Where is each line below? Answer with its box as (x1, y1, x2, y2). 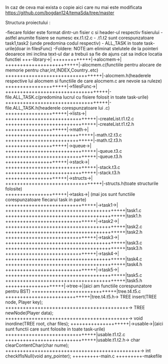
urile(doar (5, 46, 26, 51)
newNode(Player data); (5, 310, 54, 316)
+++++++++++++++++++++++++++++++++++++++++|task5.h (5, 278, 143, 283)
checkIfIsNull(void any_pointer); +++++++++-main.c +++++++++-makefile (5, 353, 162, 359)
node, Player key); (5, 299, 43, 305)
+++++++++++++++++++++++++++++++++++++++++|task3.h (5, 245, 143, 251)
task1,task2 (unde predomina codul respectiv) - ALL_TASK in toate (5, 40, 143, 46)
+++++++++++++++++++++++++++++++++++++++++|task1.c (5, 208, 142, 213)
